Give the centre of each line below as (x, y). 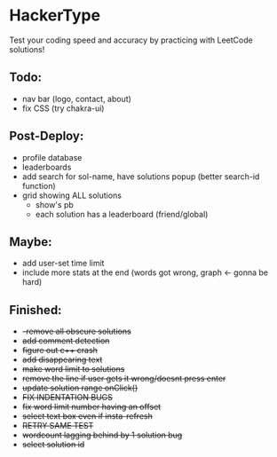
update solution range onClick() (80, 388)
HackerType (55, 16)
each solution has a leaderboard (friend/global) (122, 214)
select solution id (53, 445)
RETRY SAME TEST (58, 426)
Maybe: (31, 242)
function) (39, 185)
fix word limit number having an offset (91, 407)
